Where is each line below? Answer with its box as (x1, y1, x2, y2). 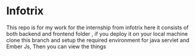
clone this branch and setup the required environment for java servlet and (6, 36, 190, 43)
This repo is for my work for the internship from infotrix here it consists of (6, 24, 189, 31)
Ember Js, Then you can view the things (6, 43, 107, 50)
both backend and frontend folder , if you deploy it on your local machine (6, 30, 188, 37)
